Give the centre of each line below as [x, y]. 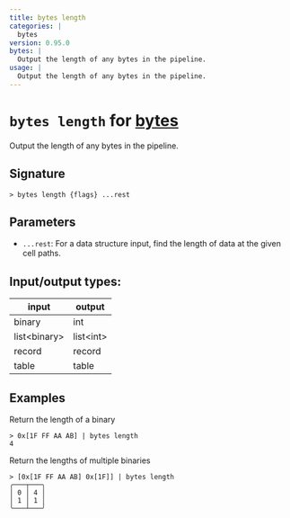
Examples [37, 398]
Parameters [43, 222]
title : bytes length [48, 18]
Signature [37, 174]
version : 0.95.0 [40, 43]
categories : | [36, 26]
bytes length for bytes [94, 120]
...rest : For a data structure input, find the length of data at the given [151, 244]
